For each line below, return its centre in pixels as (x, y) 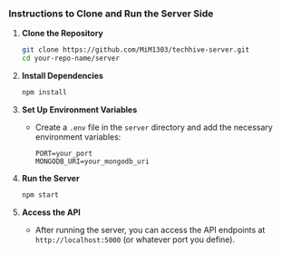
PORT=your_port (63, 153)
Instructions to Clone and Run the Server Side (111, 14)
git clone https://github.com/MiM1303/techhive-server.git (136, 50)
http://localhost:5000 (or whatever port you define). (135, 239)
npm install (44, 93)
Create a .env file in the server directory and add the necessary (154, 127)
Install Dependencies (62, 76)
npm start (40, 195)
